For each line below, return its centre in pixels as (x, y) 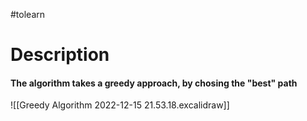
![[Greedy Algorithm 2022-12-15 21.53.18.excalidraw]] (120, 105)
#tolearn (28, 14)
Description (60, 55)
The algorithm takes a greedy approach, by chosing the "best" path (154, 83)
